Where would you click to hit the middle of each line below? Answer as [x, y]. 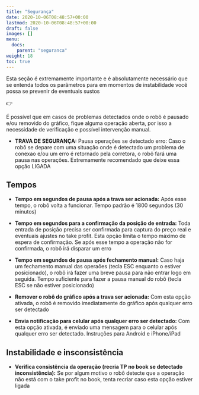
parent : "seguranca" [42, 51]
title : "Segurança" [30, 12]
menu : [13, 39]
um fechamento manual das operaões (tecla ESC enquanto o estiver [98, 267]
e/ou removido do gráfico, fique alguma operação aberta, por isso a [89, 123]
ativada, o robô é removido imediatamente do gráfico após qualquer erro [103, 303]
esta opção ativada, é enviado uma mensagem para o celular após [96, 327]
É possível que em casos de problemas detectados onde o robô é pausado [97, 117]
